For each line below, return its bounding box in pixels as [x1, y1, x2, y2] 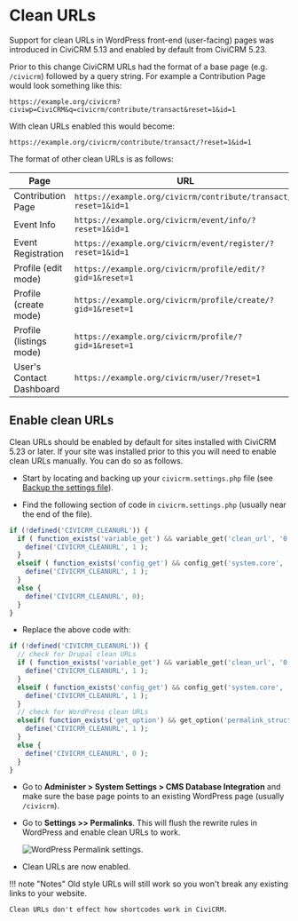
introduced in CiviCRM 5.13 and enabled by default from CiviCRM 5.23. [9, 44, 268, 54]
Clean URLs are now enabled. [21, 861, 131, 872]
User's [13, 361, 42, 373]
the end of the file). [21, 508, 93, 520]
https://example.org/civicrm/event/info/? [74, 215, 256, 225]
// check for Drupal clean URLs [17, 650, 137, 659]
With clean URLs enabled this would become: [9, 121, 176, 131]
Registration [13, 247, 64, 259]
